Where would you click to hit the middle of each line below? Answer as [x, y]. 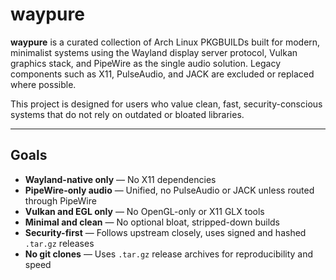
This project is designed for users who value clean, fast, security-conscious [166, 104]
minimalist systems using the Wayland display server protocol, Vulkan [154, 52]
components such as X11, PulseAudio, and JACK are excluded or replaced [162, 74]
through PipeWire [60, 200]
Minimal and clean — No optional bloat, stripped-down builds [152, 222]
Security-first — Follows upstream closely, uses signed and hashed [165, 232]
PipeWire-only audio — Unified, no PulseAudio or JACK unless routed [169, 190]
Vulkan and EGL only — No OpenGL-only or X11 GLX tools [144, 211]
